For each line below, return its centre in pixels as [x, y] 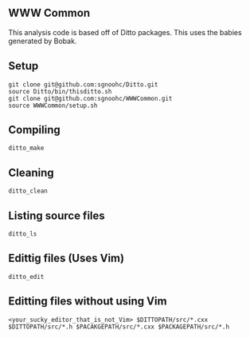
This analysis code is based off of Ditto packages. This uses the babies [125, 32]
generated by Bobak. [43, 41]
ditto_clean [28, 191]
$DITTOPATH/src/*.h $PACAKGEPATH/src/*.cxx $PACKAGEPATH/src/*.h [119, 327]
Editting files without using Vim [88, 302]
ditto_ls [23, 234]
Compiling [35, 130]
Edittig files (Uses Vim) [66, 258]
